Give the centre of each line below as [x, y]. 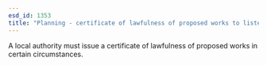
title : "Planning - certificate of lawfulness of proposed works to [124, 23]
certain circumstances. [46, 54]
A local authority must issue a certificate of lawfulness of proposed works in [133, 45]
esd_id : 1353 [30, 15]
